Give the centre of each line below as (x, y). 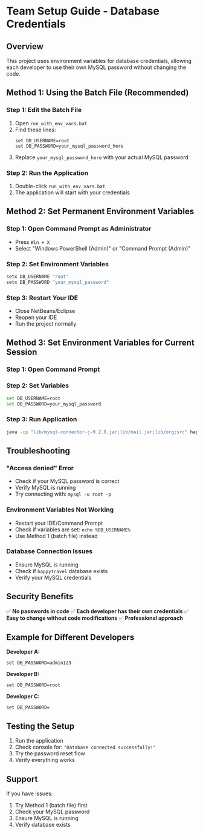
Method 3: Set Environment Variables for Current (100, 343)
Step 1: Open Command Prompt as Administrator (79, 229)
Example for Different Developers (70, 638)
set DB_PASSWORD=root (34, 685)
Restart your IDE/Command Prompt (59, 523)
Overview (25, 46)
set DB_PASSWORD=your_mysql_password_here (69, 146)
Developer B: (23, 674)
